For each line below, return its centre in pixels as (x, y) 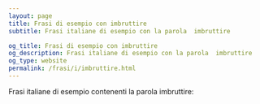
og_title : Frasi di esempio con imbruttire (83, 45)
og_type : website (38, 61)
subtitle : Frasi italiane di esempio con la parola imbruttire (119, 31)
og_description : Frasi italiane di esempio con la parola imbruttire (130, 54)
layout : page (30, 16)
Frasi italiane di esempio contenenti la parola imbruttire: (101, 91)
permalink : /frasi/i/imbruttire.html (72, 69)
